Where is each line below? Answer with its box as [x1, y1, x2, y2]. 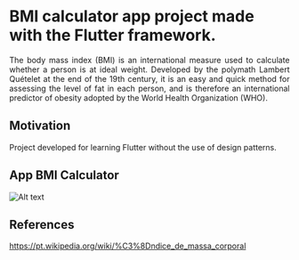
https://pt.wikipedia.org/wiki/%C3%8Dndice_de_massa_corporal [9, 240, 246, 251]
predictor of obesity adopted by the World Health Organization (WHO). [9, 92, 269, 103]
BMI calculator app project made [9, 6, 255, 27]
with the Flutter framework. [9, 25, 216, 45]
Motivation [9, 118, 71, 134]
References [9, 216, 75, 232]
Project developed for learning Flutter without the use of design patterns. [9, 142, 278, 152]
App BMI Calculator [9, 167, 120, 183]
